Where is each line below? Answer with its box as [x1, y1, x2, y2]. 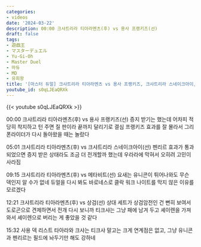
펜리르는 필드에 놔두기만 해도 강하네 [12, 234, 96, 241]
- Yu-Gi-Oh [6, 53, 33, 59]
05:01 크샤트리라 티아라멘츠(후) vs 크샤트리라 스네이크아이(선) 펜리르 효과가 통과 [6, 143, 194, 150]
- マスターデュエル [6, 48, 48, 54]
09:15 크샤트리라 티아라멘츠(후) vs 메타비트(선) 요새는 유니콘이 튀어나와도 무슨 [6, 171, 190, 178]
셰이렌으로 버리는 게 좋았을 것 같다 [17, 213, 98, 221]
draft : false [6, 31, 39, 37]
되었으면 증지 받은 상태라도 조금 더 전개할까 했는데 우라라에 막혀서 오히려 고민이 [6, 150, 191, 158]
